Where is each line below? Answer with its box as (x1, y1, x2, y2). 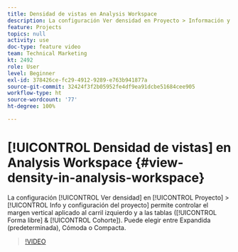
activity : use (7, 37, 50, 44)
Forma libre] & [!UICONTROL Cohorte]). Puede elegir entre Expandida (7, 216, 211, 224)
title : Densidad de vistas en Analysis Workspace (7, 10, 158, 18)
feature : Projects (7, 23, 62, 31)
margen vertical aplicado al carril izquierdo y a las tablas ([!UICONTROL (7, 208, 217, 217)
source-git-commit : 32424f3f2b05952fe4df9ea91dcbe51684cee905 (7, 83, 195, 90)
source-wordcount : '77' (7, 97, 78, 104)
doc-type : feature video (7, 43, 81, 50)
